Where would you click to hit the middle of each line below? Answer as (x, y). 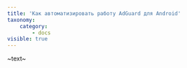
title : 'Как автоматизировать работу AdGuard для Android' (94, 13)
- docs (42, 33)
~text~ (17, 58)
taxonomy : (21, 20)
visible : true (28, 39)
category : (34, 26)
